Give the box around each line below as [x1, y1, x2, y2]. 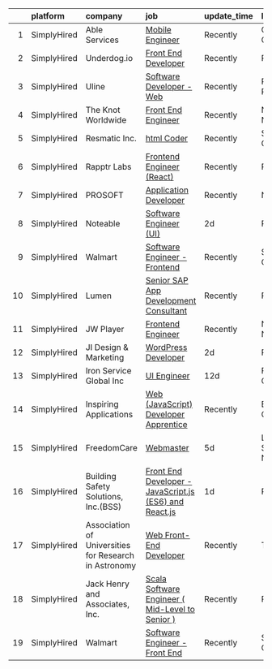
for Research [85, 550, 135, 561]
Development [145, 296, 197, 306]
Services [85, 34, 120, 45]
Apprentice [145, 419, 188, 429]
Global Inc [85, 375, 124, 386]
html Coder [145, 133, 189, 144]
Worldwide [85, 114, 127, 125]
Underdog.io [85, 53, 134, 63]
